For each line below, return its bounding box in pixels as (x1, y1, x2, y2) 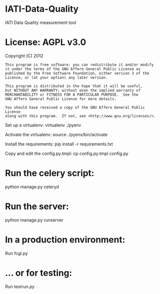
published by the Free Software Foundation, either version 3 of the (5, 71, 150, 76)
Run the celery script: (5, 168, 95, 179)
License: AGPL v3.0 (5, 37, 86, 48)
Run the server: (5, 201, 69, 212)
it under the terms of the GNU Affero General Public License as (5, 66, 140, 71)
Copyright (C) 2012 (5, 53, 43, 59)
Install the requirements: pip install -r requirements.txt (5, 141, 113, 147)
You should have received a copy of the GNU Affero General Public (5, 105, 145, 110)
